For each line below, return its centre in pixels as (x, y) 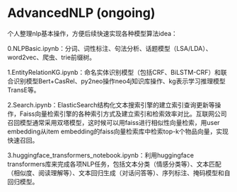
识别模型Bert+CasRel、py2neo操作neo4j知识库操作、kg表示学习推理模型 (119, 81)
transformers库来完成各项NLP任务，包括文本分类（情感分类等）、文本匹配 (114, 164)
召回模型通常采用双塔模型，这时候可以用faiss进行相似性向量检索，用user (114, 122)
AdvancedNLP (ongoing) (81, 13)
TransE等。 (24, 90)
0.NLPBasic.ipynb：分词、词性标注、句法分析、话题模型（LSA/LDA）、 (110, 48)
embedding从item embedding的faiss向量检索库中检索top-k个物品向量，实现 (118, 131)
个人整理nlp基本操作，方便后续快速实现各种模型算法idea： (93, 33)
